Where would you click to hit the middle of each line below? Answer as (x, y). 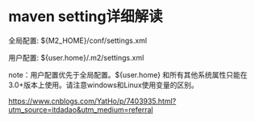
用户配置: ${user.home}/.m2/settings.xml (76, 57)
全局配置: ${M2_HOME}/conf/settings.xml (78, 40)
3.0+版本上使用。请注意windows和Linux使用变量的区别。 (104, 85)
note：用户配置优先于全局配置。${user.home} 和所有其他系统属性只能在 (128, 74)
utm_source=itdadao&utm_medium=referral (81, 109)
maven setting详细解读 (86, 17)
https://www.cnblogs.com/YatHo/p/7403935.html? (92, 101)
